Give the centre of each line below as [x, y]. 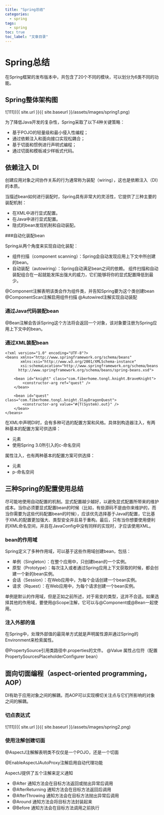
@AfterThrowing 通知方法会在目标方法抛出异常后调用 [65, 795]
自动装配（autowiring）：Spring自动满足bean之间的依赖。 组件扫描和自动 [85, 268]
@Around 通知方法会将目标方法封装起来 [52, 801]
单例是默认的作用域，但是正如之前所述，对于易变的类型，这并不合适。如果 [80, 596]
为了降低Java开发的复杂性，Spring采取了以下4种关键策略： [65, 122]
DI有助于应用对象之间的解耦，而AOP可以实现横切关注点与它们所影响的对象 [80, 695]
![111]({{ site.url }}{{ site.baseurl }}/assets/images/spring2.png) [68, 727]
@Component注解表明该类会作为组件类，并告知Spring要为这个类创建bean [80, 291]
